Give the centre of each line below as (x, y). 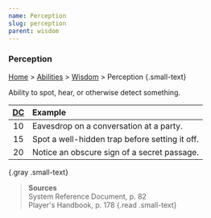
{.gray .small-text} (38, 172)
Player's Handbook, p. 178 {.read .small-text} (102, 205)
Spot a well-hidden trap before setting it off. (116, 139)
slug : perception (37, 23)
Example (49, 112)
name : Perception (37, 16)
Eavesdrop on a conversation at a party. (107, 126)
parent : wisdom (34, 31)
